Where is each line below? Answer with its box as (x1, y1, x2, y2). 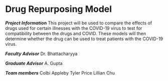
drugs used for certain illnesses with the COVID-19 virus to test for (5, 25, 142, 31)
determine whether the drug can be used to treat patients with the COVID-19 (5, 36, 163, 42)
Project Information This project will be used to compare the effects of (5, 20, 152, 26)
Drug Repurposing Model (5, 3, 112, 15)
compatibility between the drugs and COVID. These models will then (5, 30, 146, 36)
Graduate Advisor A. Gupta (5, 60, 63, 66)
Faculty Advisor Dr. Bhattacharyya (5, 51, 78, 57)
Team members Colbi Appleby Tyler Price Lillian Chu (5, 70, 115, 76)
